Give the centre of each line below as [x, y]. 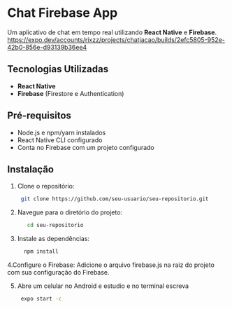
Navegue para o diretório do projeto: [70, 212]
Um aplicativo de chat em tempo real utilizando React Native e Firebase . [112, 32]
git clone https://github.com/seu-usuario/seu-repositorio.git [115, 199]
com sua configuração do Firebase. [58, 272]
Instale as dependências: [53, 239]
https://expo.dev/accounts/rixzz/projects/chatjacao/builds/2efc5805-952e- [116, 39]
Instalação [31, 169]
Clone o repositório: [46, 186]
